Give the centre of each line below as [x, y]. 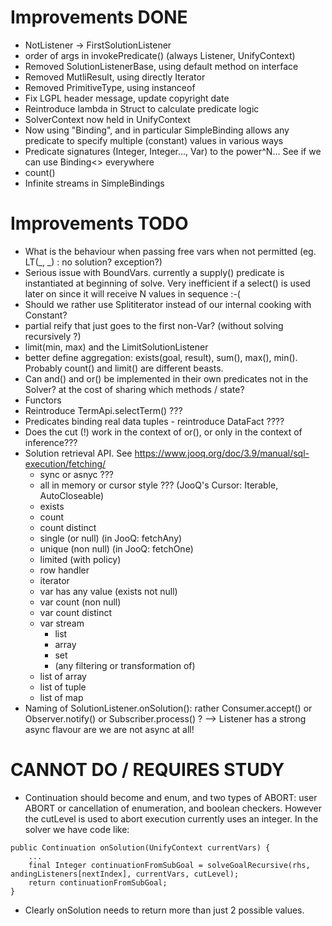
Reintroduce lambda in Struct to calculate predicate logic [142, 108]
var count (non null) [80, 602]
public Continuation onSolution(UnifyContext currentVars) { [140, 847]
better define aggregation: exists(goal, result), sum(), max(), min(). [161, 357]
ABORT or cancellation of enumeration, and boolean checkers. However [173, 808]
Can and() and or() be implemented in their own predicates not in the [166, 378]
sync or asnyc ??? [76, 474]
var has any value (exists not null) [108, 591]
